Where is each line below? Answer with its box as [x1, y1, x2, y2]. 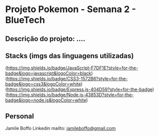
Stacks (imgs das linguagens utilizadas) [5, 52, 134, 60]
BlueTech [5, 14, 46, 26]
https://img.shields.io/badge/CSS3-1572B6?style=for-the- [7, 76, 128, 82]
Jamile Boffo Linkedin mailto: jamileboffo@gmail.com [5, 125, 116, 131]
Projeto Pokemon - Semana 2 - [5, 4, 136, 15]
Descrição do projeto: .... [5, 34, 86, 43]
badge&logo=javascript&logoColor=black [5, 70, 92, 76]
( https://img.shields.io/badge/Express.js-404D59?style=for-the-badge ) [5, 86, 154, 93]
